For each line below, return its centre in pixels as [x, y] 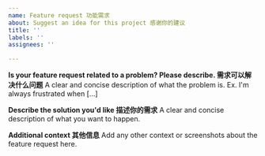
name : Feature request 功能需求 [59, 15]
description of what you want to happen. [74, 119]
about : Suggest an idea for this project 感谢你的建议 [97, 23]
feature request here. [43, 144]
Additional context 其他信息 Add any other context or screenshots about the [133, 136]
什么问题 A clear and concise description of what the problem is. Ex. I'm [132, 85]
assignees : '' [32, 45]
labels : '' [26, 37]
